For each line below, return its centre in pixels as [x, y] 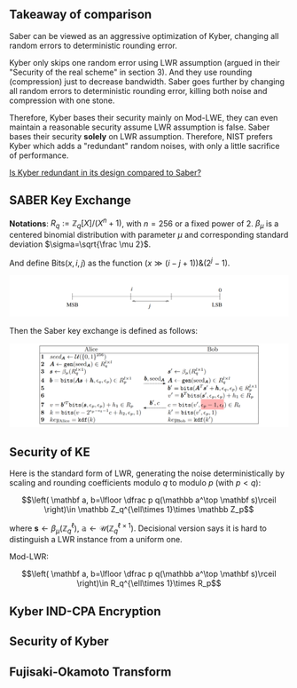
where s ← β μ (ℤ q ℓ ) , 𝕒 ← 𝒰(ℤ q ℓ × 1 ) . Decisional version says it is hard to [138, 528]
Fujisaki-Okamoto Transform [90, 672]
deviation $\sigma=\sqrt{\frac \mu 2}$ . [80, 244]
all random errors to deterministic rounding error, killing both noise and [138, 91]
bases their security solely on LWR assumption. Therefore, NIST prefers [141, 136]
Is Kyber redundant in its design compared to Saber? [106, 172]
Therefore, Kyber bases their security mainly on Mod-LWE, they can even [144, 117]
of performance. [39, 155]
